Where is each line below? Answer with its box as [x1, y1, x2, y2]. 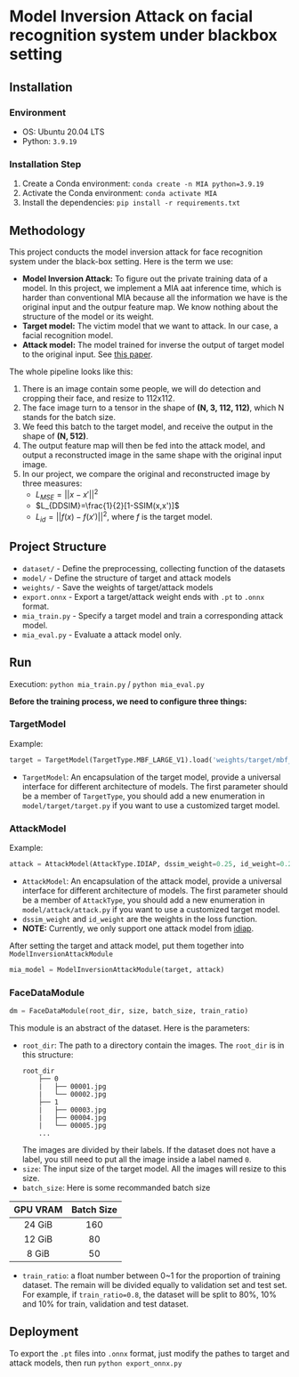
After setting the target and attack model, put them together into [9, 940, 245, 951]
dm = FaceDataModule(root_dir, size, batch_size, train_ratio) [9, 1007, 249, 1016]
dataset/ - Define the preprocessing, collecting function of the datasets [21, 563, 286, 573]
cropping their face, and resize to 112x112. [21, 393, 175, 403]
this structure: [21, 1049, 74, 1060]
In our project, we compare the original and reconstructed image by [21, 468, 271, 479]
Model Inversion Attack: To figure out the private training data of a [21, 273, 269, 284]
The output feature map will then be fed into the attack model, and [21, 440, 265, 450]
